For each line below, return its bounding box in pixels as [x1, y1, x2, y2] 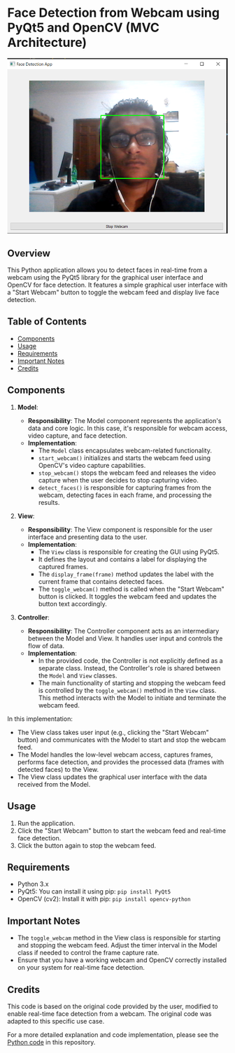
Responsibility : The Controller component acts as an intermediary [27, 626, 220, 635]
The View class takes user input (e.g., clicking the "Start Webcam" [17, 728, 209, 736]
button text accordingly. [38, 599, 107, 608]
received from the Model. [17, 780, 91, 788]
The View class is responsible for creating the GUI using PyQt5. [38, 547, 220, 556]
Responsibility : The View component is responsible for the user [27, 525, 213, 533]
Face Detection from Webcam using [7, 5, 220, 21]
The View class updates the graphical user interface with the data [17, 773, 208, 781]
